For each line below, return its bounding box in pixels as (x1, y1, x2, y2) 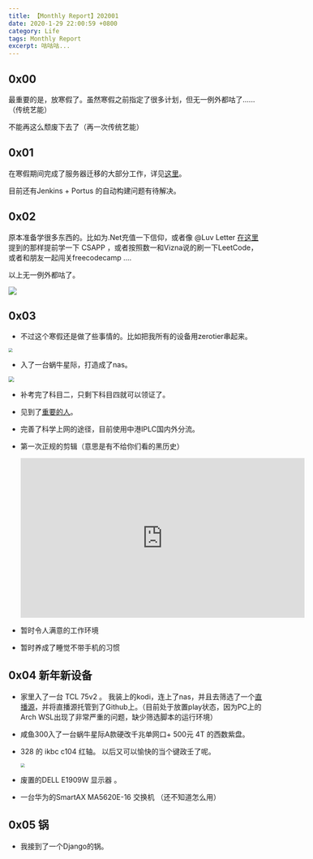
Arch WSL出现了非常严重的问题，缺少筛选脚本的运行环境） (19, 711, 217, 722)
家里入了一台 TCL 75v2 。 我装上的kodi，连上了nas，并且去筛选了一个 (19, 691, 255, 702)
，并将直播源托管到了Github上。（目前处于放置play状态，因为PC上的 (34, 702, 262, 711)
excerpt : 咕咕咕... (8, 42, 71, 50)
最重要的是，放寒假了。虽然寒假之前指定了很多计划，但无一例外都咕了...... (8, 94, 255, 104)
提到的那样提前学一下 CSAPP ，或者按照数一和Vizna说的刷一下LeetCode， (8, 243, 258, 252)
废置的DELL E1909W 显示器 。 (19, 775, 122, 784)
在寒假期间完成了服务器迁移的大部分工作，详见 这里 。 (8, 168, 187, 178)
